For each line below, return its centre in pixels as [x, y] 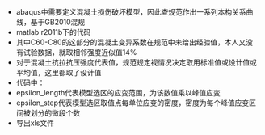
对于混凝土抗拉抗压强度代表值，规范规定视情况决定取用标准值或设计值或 [136, 62]
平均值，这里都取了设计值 [59, 72]
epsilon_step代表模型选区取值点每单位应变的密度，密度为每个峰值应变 [132, 103]
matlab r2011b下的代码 [53, 32]
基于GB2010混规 [58, 22]
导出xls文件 [35, 123]
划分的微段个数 [55, 113]
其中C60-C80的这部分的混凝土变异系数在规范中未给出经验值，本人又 [131, 42]
